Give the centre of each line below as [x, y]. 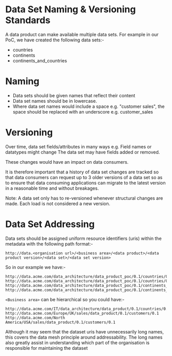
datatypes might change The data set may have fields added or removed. [83, 152]
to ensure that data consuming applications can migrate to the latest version [85, 183]
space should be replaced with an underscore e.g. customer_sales [83, 112]
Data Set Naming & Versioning [71, 9]
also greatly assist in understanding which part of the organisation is [78, 342]
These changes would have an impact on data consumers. [67, 162]
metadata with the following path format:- [49, 243]
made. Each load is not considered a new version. [58, 204]
